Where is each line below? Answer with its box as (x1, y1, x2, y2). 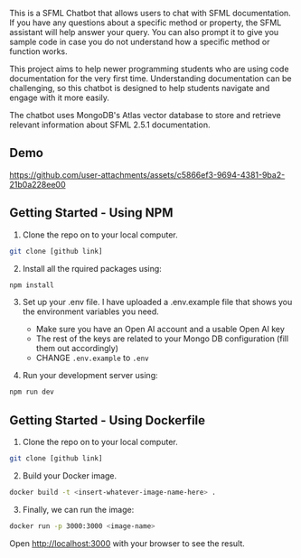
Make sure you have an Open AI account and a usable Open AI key (35, 324, 285, 335)
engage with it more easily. (9, 92, 110, 103)
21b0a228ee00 (9, 179, 66, 190)
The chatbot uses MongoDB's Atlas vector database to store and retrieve (9, 110, 282, 120)
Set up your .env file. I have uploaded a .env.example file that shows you (22, 297, 293, 308)
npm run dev (9, 387, 54, 396)
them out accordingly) (35, 343, 119, 354)
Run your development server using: (22, 370, 158, 381)
